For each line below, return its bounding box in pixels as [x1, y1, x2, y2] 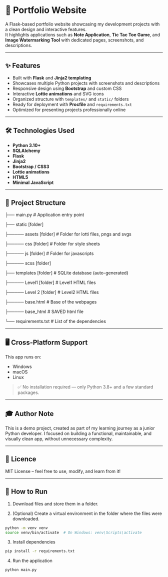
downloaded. [12, 515, 40, 521]
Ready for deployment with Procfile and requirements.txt [12, 101, 132, 107]
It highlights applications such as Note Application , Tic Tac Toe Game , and [5, 31, 160, 37]
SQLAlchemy [12, 147, 41, 153]
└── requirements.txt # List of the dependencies [5, 318, 106, 324]
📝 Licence [5, 455, 36, 463]
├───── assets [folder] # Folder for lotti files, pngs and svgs [5, 231, 131, 237]
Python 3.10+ [12, 142, 41, 148]
